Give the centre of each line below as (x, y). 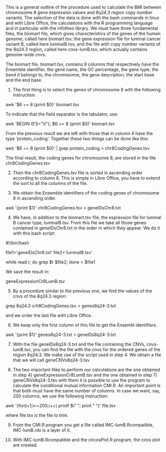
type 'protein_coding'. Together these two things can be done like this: (77, 139)
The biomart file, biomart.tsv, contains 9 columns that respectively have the (83, 64)
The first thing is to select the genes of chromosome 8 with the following (87, 90)
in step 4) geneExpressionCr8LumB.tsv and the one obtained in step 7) (85, 375)
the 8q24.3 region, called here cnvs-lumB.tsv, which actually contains (77, 49)
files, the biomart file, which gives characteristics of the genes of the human (83, 33)
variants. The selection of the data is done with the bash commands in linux (83, 18)
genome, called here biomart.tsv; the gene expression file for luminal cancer (83, 39)
